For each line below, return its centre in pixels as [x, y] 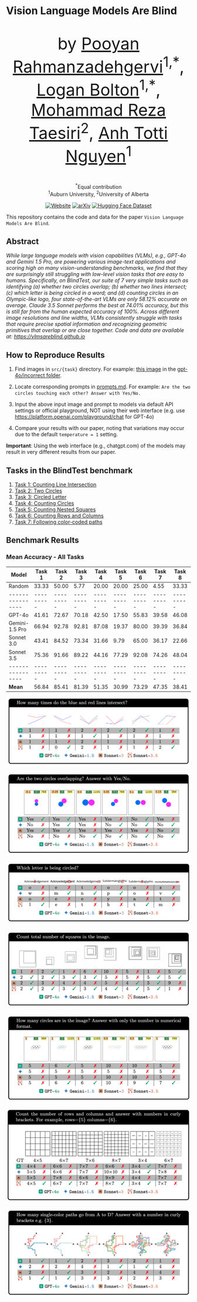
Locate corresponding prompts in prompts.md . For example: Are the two [102, 387]
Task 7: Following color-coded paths [58, 522]
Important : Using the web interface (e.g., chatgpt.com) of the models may [96, 446]
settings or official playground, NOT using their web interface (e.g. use [100, 411]
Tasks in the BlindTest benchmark [69, 470]
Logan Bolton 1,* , [98, 88]
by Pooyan [98, 44]
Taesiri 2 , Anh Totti [98, 132]
